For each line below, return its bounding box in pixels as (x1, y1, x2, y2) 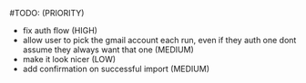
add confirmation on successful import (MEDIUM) (22, 63, 209, 74)
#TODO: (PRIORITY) (9, 8, 85, 18)
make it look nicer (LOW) (22, 54, 117, 64)
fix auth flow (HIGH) (22, 25, 98, 35)
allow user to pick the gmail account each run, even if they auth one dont (22, 35, 297, 45)
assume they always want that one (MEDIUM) (22, 44, 194, 55)
